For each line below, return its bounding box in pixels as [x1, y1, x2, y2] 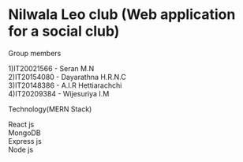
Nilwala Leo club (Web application [8, 6, 236, 24]
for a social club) [8, 22, 120, 40]
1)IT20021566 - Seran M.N [8, 63, 95, 73]
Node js [8, 145, 34, 154]
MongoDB [8, 128, 41, 138]
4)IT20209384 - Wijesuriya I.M [8, 89, 110, 98]
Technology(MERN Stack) [8, 104, 92, 114]
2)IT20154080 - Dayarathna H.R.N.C [8, 72, 126, 81]
